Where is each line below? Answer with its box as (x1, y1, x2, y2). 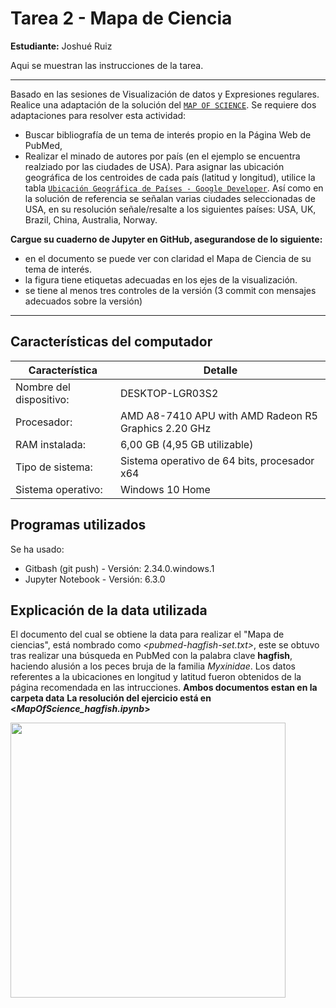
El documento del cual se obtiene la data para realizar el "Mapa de (10, 628, 285, 641)
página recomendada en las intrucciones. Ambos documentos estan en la (10, 682, 318, 694)
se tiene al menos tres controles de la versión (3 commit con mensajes (24, 284, 317, 296)
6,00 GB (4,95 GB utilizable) (119, 437, 254, 451)
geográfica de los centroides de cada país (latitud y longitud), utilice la (24, 171, 316, 183)
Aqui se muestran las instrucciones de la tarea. (10, 59, 204, 71)
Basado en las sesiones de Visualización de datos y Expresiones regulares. (10, 88, 320, 100)
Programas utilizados (10, 517, 147, 534)
